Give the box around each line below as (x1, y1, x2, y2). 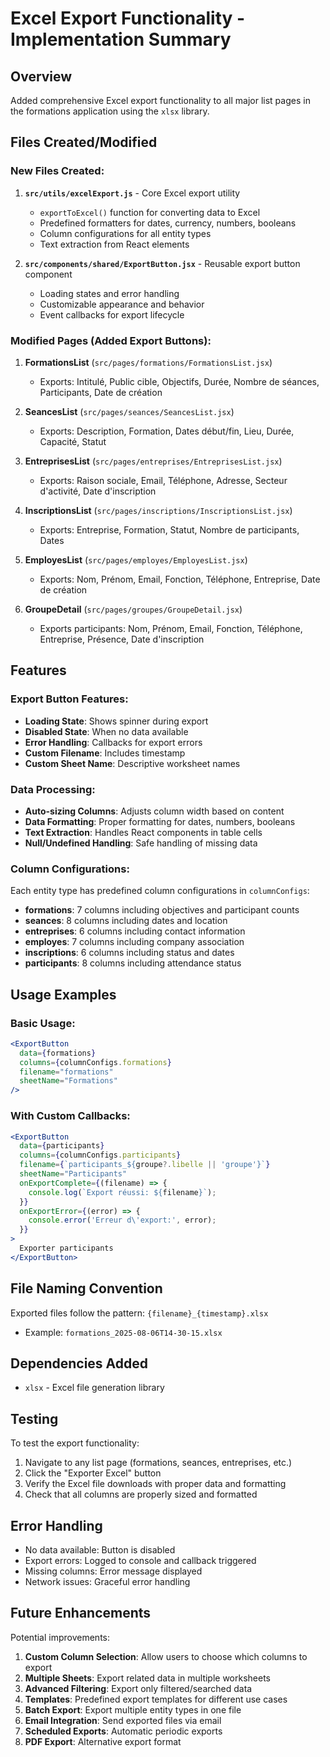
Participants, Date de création (39, 386, 163, 398)
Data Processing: (10, 782, 96, 796)
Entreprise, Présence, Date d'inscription (39, 633, 205, 645)
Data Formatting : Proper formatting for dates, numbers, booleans (24, 815, 296, 827)
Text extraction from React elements (39, 238, 190, 250)
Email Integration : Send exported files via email (24, 1714, 222, 1726)
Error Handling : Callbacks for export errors (24, 736, 203, 748)
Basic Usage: (10, 1016, 76, 1030)
